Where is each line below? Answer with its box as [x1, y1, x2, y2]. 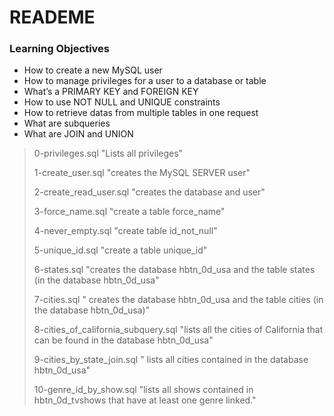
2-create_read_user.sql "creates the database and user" [33, 186, 266, 198]
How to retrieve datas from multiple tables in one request [23, 107, 259, 119]
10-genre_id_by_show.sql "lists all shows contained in [33, 384, 254, 396]
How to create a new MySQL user [23, 64, 163, 76]
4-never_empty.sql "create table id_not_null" [33, 225, 218, 237]
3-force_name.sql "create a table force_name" [33, 206, 226, 218]
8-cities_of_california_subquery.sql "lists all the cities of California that [33, 324, 324, 336]
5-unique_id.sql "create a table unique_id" [33, 244, 208, 256]
